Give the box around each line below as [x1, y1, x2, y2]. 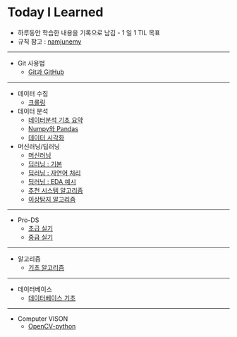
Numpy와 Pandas [28, 124, 79, 133]
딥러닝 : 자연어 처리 [28, 168, 81, 177]
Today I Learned [7, 4, 104, 20]
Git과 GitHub [28, 68, 65, 76]
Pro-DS [17, 216, 39, 224]
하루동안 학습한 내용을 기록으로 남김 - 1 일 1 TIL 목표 [17, 28, 161, 37]
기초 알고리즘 [28, 263, 65, 271]
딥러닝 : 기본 [28, 159, 62, 168]
